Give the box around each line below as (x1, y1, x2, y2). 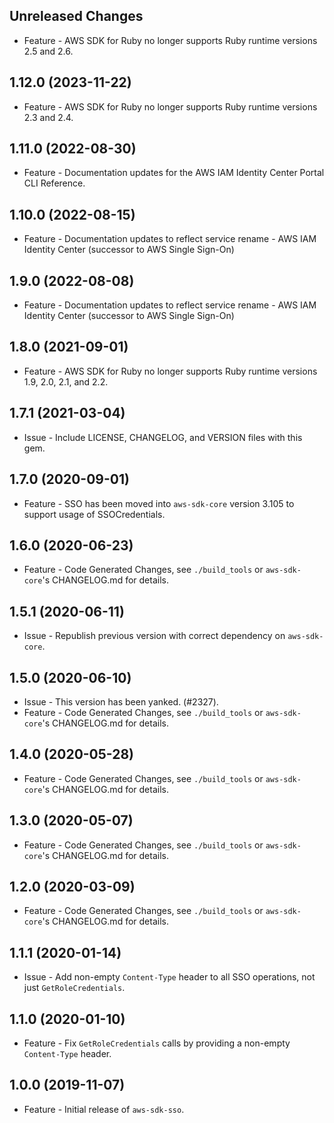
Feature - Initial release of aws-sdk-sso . (23, 1103, 185, 1115)
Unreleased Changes (9, 8, 144, 25)
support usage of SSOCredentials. (23, 508, 166, 520)
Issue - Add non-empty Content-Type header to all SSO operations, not (23, 971, 316, 983)
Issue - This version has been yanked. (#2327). (23, 695, 219, 708)
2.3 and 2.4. (23, 111, 74, 123)
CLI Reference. (23, 177, 86, 189)
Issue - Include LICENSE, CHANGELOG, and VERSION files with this (23, 431, 303, 443)
